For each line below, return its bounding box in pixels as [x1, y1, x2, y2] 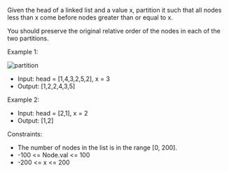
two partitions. [7, 34, 49, 42]
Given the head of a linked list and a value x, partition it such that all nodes [7, 6, 222, 14]
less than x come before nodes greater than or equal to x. [7, 13, 174, 22]
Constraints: [7, 130, 43, 138]
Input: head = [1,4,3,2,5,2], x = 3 [17, 75, 111, 83]
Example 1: [7, 48, 39, 56]
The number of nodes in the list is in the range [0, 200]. [17, 143, 177, 152]
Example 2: [7, 95, 40, 104]
